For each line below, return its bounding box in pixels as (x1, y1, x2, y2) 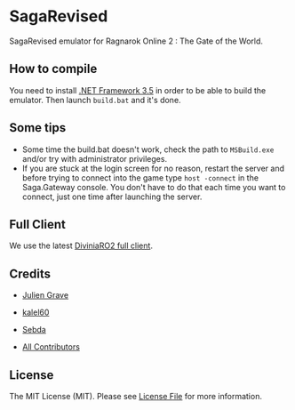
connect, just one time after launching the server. (21, 191, 203, 202)
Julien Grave (21, 290, 69, 301)
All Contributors (21, 342, 80, 352)
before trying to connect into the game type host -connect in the (21, 172, 259, 183)
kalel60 (21, 307, 50, 318)
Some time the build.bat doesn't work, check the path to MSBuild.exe (21, 144, 275, 155)
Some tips (9, 120, 67, 135)
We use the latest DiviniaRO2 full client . (9, 240, 154, 251)
